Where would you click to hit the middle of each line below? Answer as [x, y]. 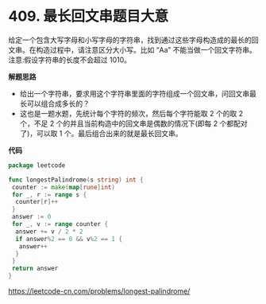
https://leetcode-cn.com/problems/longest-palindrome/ [99, 291]
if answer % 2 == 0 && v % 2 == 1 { [69, 239]
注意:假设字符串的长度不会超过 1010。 [70, 60]
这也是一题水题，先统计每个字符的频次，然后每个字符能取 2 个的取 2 [131, 113]
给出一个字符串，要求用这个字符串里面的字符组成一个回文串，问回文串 [135, 93]
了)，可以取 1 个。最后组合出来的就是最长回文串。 [101, 133]
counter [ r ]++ [37, 202]
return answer [35, 269]
